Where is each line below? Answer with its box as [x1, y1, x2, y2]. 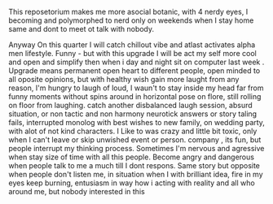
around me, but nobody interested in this [8, 187, 145, 196]
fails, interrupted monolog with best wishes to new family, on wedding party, [8, 118, 265, 127]
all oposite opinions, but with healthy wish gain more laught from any [8, 75, 240, 84]
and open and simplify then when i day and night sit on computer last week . [8, 57, 265, 67]
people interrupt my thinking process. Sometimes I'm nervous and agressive [8, 144, 265, 153]
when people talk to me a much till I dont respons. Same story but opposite [8, 161, 261, 170]
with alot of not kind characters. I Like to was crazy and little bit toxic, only [8, 126, 258, 136]
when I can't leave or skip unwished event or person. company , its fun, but [8, 135, 262, 145]
